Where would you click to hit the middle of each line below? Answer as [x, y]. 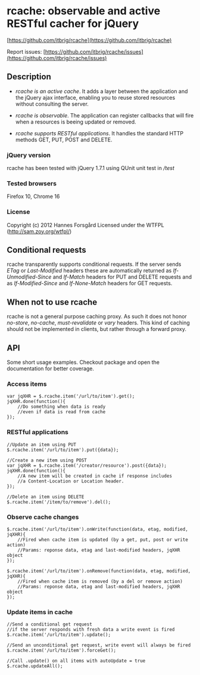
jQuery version [29, 155]
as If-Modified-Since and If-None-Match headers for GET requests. [90, 283]
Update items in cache [40, 612]
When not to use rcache [52, 302]
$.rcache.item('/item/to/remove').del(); [59, 502]
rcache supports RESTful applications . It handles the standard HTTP [99, 133]
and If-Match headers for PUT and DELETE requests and [122, 277]
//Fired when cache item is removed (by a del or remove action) [100, 581]
